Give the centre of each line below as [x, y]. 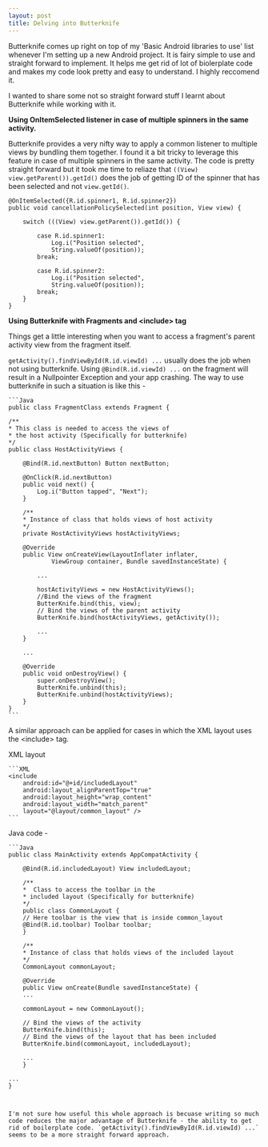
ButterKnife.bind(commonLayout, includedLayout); [107, 1044]
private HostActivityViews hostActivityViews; [102, 533]
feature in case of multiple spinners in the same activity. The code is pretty [131, 160]
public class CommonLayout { [71, 910]
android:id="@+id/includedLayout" [80, 783]
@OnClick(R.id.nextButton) [68, 477]
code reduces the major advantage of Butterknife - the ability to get [130, 1121]
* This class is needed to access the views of [89, 428]
